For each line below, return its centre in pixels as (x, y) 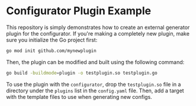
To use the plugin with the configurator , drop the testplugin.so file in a (94, 84)
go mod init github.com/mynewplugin (51, 51)
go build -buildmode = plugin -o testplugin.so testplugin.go (82, 73)
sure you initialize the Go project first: (52, 40)
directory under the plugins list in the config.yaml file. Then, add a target (95, 91)
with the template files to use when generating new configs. (79, 97)
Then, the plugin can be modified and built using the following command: (95, 62)
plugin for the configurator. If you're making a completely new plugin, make (98, 33)
